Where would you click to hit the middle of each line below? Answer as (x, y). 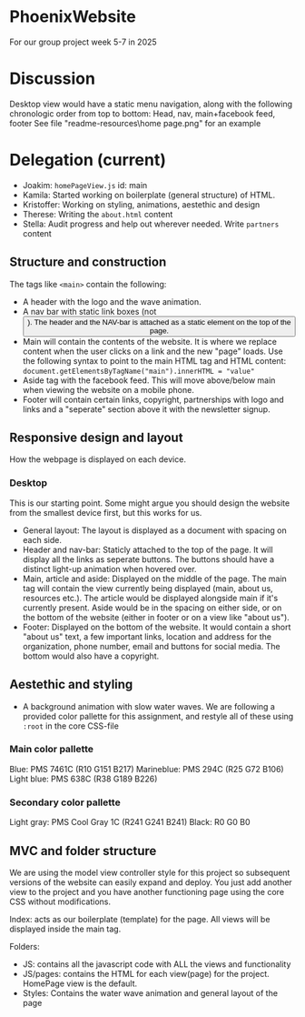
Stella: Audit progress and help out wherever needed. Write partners (151, 224)
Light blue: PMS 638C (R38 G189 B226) (84, 779)
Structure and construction (88, 262)
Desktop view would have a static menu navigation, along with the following (151, 104)
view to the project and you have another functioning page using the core (147, 891)
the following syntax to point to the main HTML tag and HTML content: (154, 360)
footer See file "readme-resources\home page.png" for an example (135, 123)
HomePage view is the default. (80, 983)
